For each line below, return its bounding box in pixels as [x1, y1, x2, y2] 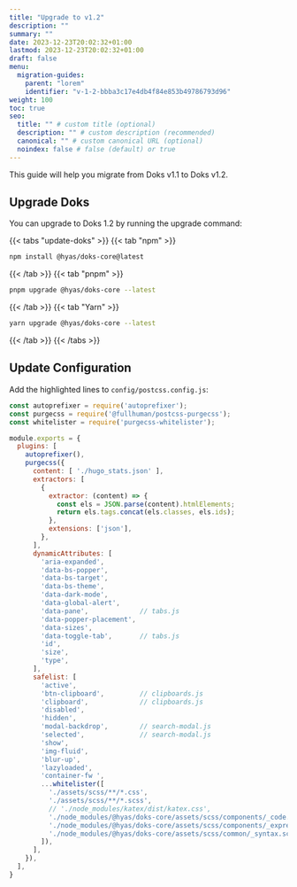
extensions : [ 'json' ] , [48, 525, 133, 533]
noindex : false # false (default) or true [17, 144, 176, 153]
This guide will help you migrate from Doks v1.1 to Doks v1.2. [9, 169, 228, 180]
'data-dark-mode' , [41, 590, 109, 599]
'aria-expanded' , [41, 557, 104, 566]
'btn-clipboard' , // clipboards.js [41, 689, 203, 698]
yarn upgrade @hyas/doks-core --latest [9, 319, 156, 328]
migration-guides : [17, 71, 86, 80]
